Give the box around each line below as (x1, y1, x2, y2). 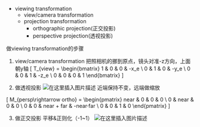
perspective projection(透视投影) (32, 32, 113, 39)
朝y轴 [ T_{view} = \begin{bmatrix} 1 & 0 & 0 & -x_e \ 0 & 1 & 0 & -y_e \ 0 (14, 65, 191, 72)
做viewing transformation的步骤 (6, 45, 84, 52)
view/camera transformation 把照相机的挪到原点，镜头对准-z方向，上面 (14, 58, 191, 64)
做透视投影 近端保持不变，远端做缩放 (14, 84, 160, 91)
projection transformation (23, 18, 87, 24)
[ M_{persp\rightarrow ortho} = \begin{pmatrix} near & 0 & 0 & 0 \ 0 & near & (6, 96, 194, 103)
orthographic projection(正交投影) (32, 25, 116, 32)
